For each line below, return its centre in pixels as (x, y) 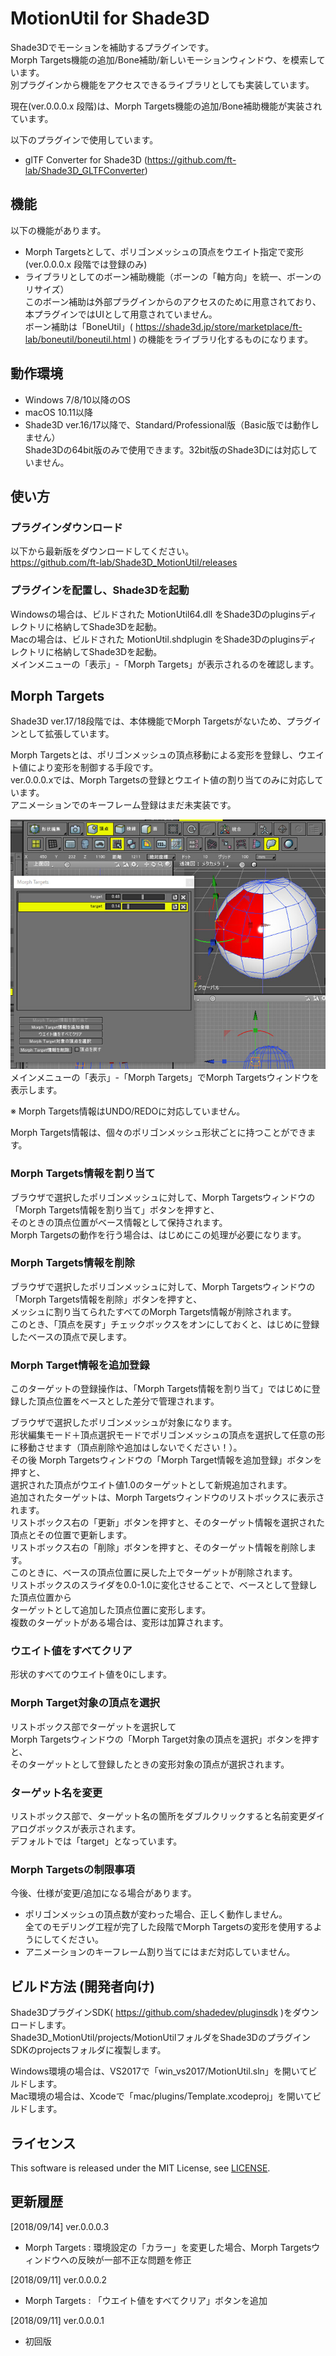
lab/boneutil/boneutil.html (78, 339)
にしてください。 (68, 1939)
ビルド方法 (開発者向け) (82, 1986)
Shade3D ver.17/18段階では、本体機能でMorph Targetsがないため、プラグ (161, 721)
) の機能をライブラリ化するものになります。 (223, 339)
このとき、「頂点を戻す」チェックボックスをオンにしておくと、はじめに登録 (165, 1324)
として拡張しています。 (66, 734)
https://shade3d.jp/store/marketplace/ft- (218, 326)
